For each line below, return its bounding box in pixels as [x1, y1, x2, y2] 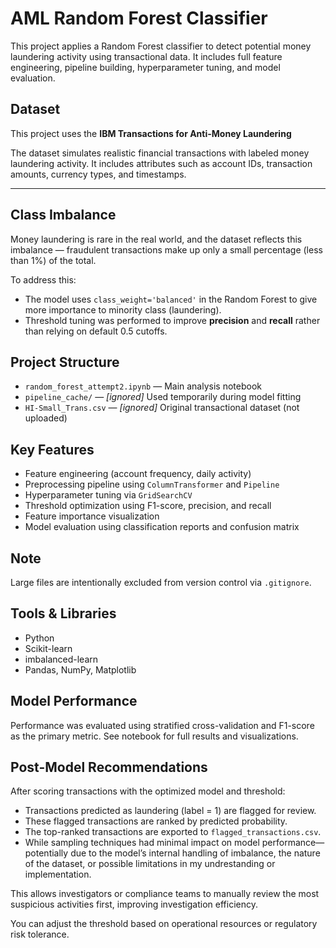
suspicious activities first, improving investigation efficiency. [10, 898, 258, 911]
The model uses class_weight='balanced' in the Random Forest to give [24, 293, 318, 305]
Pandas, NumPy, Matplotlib [24, 663, 137, 676]
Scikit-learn [24, 642, 73, 654]
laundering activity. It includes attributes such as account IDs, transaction [10, 157, 313, 169]
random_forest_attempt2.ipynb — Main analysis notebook [24, 380, 262, 392]
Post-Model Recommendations [10, 759, 208, 776]
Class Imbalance [10, 207, 117, 224]
